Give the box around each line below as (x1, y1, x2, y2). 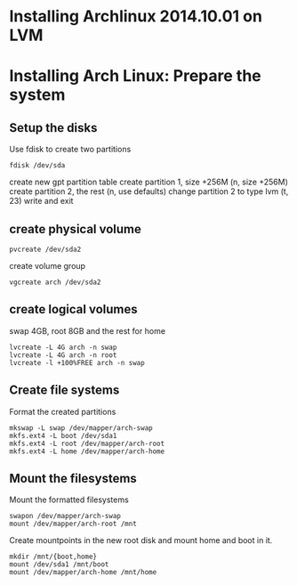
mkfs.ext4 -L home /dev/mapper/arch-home (9, 447, 165, 456)
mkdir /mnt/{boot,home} (9, 552, 98, 562)
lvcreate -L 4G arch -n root (9, 350, 117, 360)
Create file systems (9, 383, 120, 398)
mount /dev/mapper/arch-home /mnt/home (9, 568, 157, 577)
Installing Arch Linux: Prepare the (9, 66, 261, 86)
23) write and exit (9, 196, 74, 207)
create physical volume (9, 221, 142, 237)
